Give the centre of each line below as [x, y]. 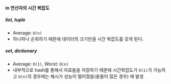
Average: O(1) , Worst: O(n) [41, 64]
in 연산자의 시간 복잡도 [28, 8]
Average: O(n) [27, 33]
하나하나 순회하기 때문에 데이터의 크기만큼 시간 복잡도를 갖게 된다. [78, 39]
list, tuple [15, 20]
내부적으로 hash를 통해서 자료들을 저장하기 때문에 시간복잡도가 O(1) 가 [82, 70]
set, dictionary [21, 51]
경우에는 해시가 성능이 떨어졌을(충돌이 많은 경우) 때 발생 [88, 76]
